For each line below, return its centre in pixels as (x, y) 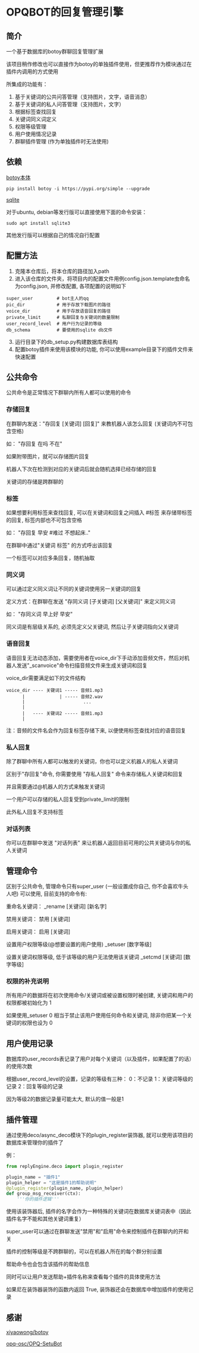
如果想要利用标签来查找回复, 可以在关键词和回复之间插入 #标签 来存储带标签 (99, 513)
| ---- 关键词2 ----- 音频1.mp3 (62, 713)
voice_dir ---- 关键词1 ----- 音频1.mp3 (54, 690)
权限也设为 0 (37, 1023)
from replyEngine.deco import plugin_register (65, 1166)
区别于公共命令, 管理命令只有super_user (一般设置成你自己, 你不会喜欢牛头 (97, 887)
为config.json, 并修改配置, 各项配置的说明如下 (70, 286)
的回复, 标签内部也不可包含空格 (44, 520)
